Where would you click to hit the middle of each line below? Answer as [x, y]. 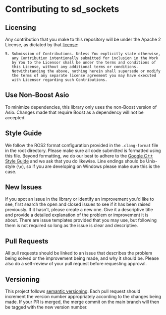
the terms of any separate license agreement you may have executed [84, 76]
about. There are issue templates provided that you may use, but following [81, 220]
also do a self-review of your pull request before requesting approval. [76, 264]
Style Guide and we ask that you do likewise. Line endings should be [75, 161]
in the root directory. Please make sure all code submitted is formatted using [83, 151]
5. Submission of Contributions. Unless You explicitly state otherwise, [83, 54]
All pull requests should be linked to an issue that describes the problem [79, 253]
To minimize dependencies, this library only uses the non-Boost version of [81, 107]
